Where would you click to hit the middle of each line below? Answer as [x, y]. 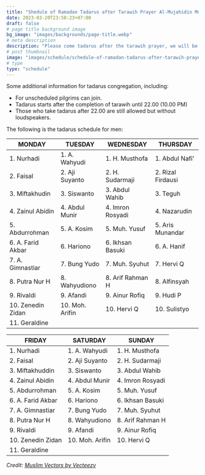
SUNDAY [141, 341]
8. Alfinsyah [172, 282]
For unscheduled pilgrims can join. [59, 98]
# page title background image [46, 29]
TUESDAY [80, 144]
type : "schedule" [28, 69]
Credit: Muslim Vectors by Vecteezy [51, 465]
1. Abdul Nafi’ [174, 158]
